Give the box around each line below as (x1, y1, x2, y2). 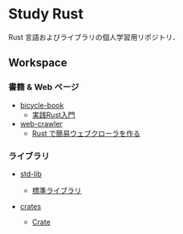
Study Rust (8, 5, 84, 23)
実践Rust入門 (31, 110, 75, 119)
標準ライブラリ (31, 185, 82, 195)
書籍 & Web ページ (8, 82, 79, 93)
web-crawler (19, 119, 63, 128)
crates (19, 201, 42, 211)
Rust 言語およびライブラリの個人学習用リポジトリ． (8, 32, 180, 42)
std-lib (19, 169, 42, 179)
